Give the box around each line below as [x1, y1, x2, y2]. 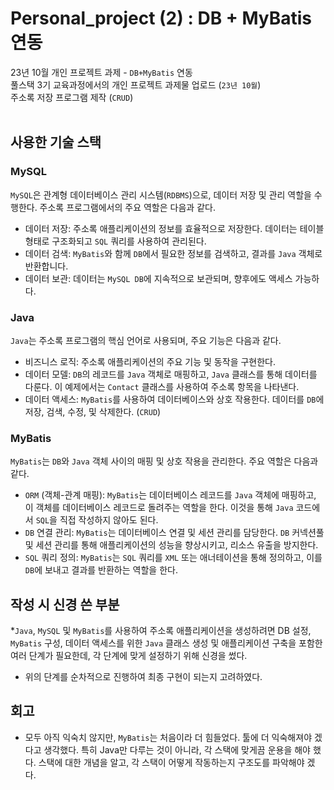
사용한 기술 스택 [10, 134, 102, 151]
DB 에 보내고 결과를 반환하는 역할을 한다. [24, 564, 178, 576]
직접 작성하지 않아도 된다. [59, 514, 159, 526]
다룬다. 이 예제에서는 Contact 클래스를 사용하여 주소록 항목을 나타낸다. [24, 380, 300, 392]
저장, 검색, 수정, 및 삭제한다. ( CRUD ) [24, 405, 162, 417]
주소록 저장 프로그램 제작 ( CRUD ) [10, 91, 134, 103]
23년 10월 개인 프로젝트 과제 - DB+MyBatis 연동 [10, 66, 193, 78]
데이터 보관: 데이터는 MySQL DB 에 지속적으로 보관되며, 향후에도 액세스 [24, 272, 293, 284]
